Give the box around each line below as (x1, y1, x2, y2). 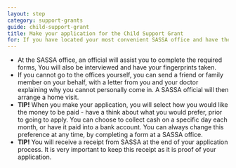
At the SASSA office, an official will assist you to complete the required (17, 56, 223, 64)
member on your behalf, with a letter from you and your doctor (17, 78, 199, 86)
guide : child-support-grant (7, 23, 90, 30)
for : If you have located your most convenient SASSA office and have (7, 37, 218, 44)
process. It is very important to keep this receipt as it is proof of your (17, 146, 216, 154)
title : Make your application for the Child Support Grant (7, 30, 184, 37)
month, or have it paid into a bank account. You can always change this (17, 123, 224, 131)
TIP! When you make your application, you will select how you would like (17, 101, 228, 109)
